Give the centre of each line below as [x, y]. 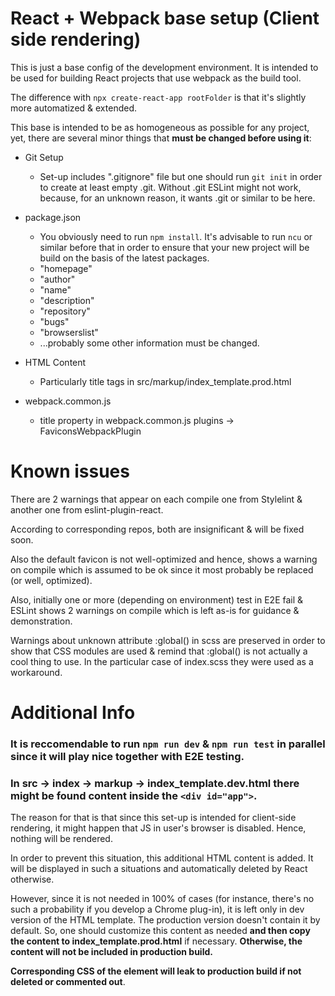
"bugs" [54, 321]
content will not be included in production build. [111, 952]
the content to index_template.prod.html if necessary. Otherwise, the [156, 941]
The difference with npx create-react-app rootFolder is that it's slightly [158, 97]
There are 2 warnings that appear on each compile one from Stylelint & [156, 499]
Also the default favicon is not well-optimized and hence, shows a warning [164, 559]
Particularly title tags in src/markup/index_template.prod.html [165, 381]
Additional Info [73, 713]
